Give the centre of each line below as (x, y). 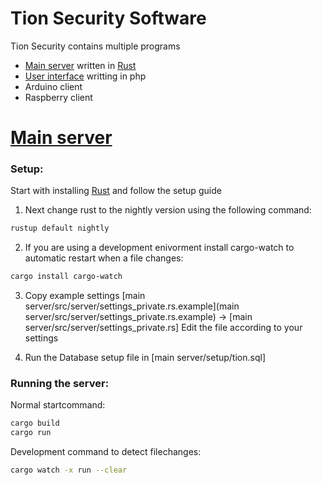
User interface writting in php (85, 76)
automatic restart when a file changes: (104, 258)
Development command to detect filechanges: (106, 452)
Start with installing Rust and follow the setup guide (116, 191)
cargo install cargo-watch (66, 277)
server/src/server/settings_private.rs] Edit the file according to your (163, 328)
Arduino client (53, 86)
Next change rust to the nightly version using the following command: (168, 210)
